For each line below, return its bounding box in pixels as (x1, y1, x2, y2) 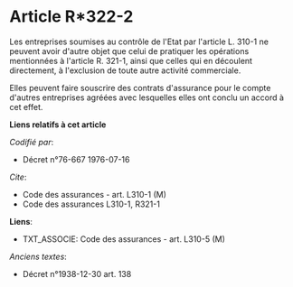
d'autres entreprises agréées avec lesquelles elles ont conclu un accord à (9, 92, 285, 103)
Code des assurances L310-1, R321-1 (22, 199, 161, 209)
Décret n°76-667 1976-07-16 (22, 153, 130, 164)
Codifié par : (9, 136, 54, 147)
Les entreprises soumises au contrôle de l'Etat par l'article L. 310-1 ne (9, 36, 269, 47)
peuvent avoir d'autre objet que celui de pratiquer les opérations (9, 45, 250, 56)
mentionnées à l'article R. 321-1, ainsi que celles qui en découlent (9, 55, 253, 66)
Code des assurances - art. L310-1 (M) (22, 189, 167, 199)
